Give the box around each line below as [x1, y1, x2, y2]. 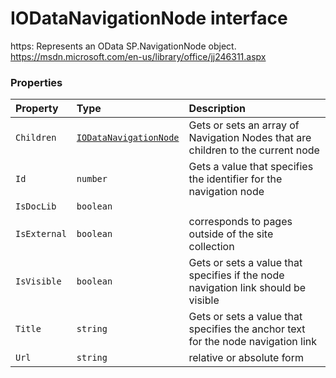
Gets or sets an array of [188, 118, 300, 132]
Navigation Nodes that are [188, 131, 312, 145]
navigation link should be [188, 281, 307, 295]
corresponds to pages [188, 215, 293, 229]
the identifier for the [188, 172, 283, 186]
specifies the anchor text [188, 322, 306, 336]
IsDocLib [15, 201, 57, 212]
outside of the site [188, 227, 274, 241]
